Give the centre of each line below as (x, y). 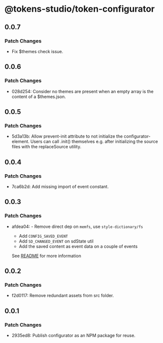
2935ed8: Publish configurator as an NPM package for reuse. (73, 335)
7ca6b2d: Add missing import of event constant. (60, 186)
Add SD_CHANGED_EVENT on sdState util (56, 241)
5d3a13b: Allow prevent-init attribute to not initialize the (67, 136)
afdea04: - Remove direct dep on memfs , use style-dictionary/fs (77, 226)
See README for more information (46, 256)
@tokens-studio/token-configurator (80, 9)
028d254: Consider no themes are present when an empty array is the (83, 91)
